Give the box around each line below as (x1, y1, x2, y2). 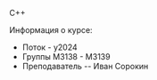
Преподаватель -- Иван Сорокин (21, 61, 149, 71)
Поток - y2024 (21, 42, 78, 52)
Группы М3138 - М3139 (21, 52, 111, 61)
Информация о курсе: (9, 25, 93, 35)
